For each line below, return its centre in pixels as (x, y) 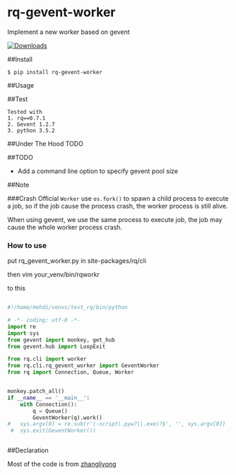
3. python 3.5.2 (31, 130)
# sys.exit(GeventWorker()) (53, 431)
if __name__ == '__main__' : (49, 398)
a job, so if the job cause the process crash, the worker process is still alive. (118, 206)
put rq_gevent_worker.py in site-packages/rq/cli (77, 261)
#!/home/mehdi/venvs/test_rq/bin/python (68, 307)
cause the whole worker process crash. (65, 227)
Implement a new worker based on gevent (69, 32)
